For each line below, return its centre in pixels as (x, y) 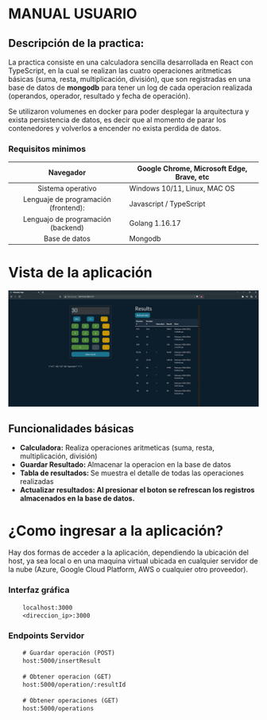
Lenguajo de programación (67, 219)
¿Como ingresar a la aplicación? (116, 530)
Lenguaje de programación (67, 199)
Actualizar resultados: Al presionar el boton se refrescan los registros (137, 490)
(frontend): (67, 208)
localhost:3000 (48, 608)
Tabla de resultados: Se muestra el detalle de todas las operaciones (132, 473)
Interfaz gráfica (39, 590)
